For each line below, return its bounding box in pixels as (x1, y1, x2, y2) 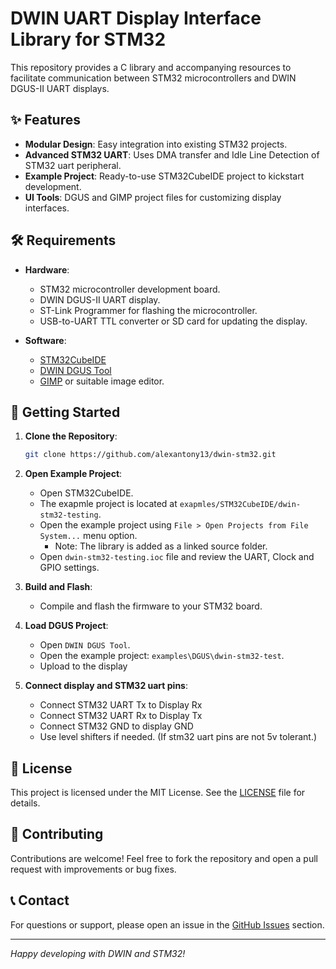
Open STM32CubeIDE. (39, 487, 134, 499)
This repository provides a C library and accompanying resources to (10, 61, 292, 73)
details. (10, 797, 41, 809)
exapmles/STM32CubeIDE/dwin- (179, 500, 302, 510)
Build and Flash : (24, 581, 93, 593)
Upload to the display (39, 660, 128, 672)
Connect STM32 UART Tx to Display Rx (39, 699, 203, 711)
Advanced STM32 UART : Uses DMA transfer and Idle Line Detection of (24, 148, 320, 161)
